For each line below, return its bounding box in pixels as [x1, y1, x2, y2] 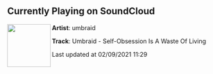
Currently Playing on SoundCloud [7, 5, 155, 17]
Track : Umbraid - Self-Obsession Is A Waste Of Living [51, 37, 207, 45]
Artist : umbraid [51, 23, 96, 32]
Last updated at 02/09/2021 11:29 [51, 50, 148, 58]
